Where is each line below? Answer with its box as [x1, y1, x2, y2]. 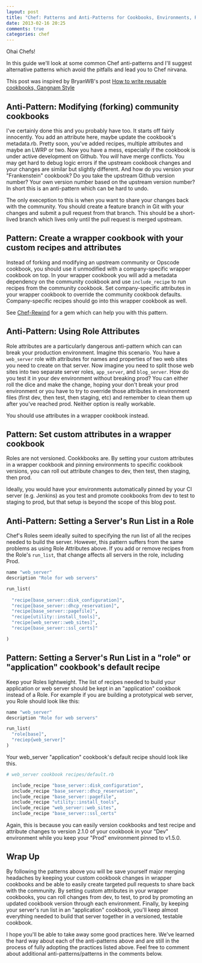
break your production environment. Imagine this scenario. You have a [6, 348, 180, 356]
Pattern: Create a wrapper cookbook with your [6, 233, 183, 243]
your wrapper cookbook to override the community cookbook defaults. [6, 290, 182, 298]
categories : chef [6, 31, 50, 37]
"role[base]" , [11, 731, 47, 737]
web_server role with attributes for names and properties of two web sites [6, 355, 188, 362]
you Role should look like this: [6, 697, 80, 705]
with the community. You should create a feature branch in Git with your [6, 203, 185, 210]
